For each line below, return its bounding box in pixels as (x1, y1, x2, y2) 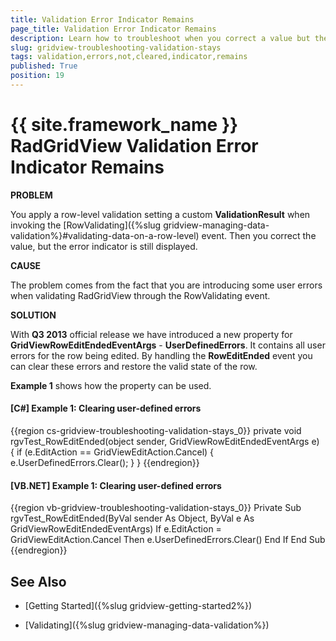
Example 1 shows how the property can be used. (10, 379, 212, 391)
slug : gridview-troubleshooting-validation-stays (10, 42, 222, 53)
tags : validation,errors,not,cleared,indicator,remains (10, 52, 248, 62)
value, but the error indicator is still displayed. (10, 240, 198, 252)
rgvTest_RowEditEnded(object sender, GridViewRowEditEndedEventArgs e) (10, 436, 320, 448)
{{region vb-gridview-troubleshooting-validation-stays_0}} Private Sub (10, 502, 302, 514)
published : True (10, 61, 78, 71)
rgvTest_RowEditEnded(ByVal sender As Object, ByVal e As (10, 512, 255, 525)
